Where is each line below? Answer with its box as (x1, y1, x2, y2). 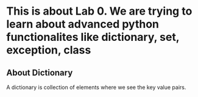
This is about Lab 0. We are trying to (6, 4, 193, 18)
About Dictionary (6, 67, 73, 77)
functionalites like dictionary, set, (6, 31, 180, 44)
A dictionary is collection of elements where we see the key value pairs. (6, 84, 186, 91)
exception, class (6, 43, 91, 57)
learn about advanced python (6, 17, 160, 31)
